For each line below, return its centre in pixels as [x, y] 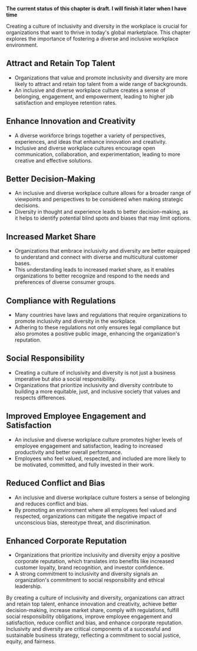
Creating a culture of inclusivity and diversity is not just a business [95, 372]
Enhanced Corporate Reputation [66, 541]
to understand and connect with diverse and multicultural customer [96, 257]
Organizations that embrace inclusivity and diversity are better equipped [102, 251]
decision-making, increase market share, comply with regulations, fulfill [93, 610]
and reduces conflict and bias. [51, 504]
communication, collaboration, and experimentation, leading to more [97, 154]
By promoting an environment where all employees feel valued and [96, 510]
